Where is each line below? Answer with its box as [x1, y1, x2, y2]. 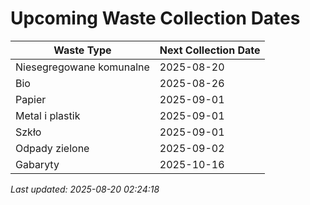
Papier [15, 92, 47, 106]
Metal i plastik [15, 108, 81, 122]
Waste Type [53, 43, 112, 57]
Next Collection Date [159, 43, 261, 57]
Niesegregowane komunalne [15, 60, 150, 74]
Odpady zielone [15, 141, 90, 155]
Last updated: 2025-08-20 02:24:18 [10, 183, 160, 195]
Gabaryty [15, 157, 60, 171]
